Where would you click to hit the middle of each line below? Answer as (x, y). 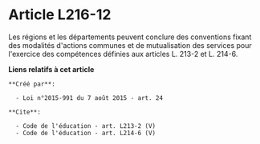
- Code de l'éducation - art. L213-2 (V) (86, 126)
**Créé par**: (32, 84)
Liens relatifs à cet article (51, 69)
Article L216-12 (60, 15)
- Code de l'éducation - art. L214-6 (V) (86, 133)
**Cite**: (25, 112)
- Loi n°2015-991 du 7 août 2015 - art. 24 (89, 98)
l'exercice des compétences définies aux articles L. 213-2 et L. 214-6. (123, 54)
